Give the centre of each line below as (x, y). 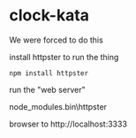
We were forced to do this (56, 40)
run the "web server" (47, 89)
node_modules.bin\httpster (58, 106)
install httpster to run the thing (64, 57)
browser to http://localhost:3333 (68, 124)
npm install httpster (49, 73)
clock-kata (49, 15)
